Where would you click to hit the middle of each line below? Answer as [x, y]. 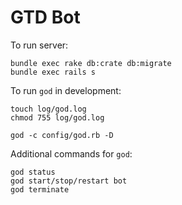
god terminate [40, 189]
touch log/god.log [48, 109]
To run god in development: [66, 90]
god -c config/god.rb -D [62, 135]
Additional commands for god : [71, 153]
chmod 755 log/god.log [57, 117]
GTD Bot [45, 17]
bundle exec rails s [53, 72]
